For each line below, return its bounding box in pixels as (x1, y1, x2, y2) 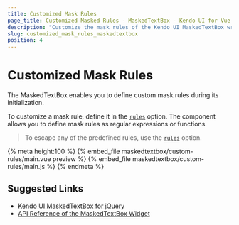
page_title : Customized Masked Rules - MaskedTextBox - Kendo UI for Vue (7, 17, 231, 24)
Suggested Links (7, 182, 84, 195)
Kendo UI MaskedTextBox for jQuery (17, 202, 125, 210)
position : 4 (7, 37, 43, 44)
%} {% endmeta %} (46, 163, 105, 171)
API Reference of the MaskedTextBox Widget (17, 209, 151, 217)
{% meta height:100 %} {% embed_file (7, 147, 120, 156)
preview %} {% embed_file (52, 155, 132, 163)
